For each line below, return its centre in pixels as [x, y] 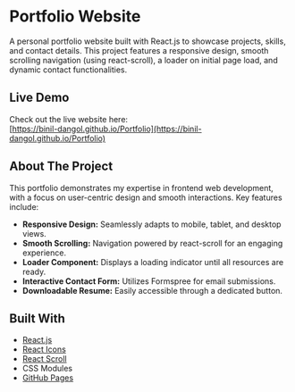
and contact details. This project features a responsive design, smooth [139, 50]
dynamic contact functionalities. [68, 70]
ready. [34, 271]
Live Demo [39, 98]
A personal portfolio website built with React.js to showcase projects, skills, [147, 41]
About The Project [61, 167]
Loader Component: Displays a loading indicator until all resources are [153, 262]
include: [24, 206]
